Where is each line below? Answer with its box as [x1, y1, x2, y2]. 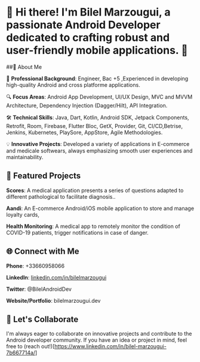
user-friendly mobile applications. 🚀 [6, 44, 188, 57]
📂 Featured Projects [6, 171, 81, 181]
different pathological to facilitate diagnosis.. [6, 193, 116, 200]
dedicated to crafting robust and [6, 31, 170, 44]
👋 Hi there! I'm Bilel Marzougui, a [6, 5, 171, 19]
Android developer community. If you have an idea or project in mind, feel [6, 336, 187, 343]
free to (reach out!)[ [6, 343, 55, 350]
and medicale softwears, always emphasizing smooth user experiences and [6, 147, 193, 154]
